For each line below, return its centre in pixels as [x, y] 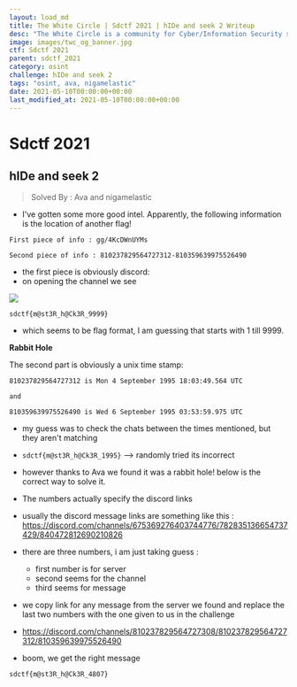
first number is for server [80, 569]
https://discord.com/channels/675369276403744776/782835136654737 [155, 525]
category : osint [39, 67]
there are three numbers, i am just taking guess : [110, 552]
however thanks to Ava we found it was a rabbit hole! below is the [141, 472]
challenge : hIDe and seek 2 [61, 75]
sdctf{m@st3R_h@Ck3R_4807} [59, 675]
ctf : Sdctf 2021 [39, 50]
